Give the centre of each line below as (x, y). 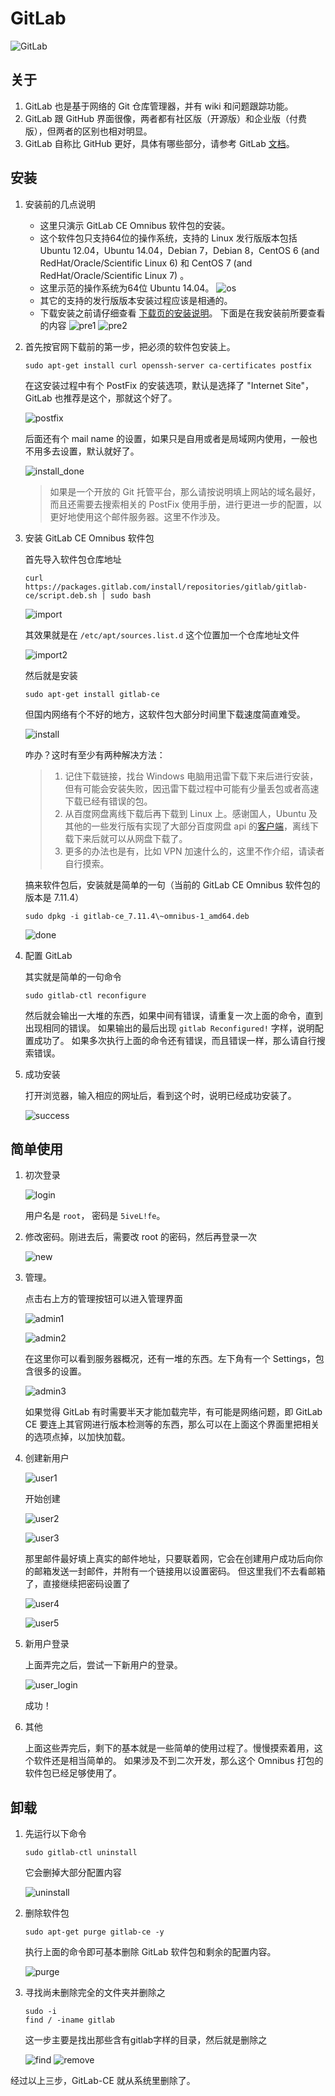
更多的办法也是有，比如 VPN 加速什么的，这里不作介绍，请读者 (194, 851)
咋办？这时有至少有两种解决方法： (95, 754)
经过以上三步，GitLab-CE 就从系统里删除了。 (103, 2081)
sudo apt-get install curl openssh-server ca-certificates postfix (168, 365)
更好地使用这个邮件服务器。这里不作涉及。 (137, 516)
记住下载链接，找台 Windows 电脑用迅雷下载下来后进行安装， (191, 776)
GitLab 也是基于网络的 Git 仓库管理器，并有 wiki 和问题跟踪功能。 (159, 106)
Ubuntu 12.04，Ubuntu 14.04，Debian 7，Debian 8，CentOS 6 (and (179, 250)
